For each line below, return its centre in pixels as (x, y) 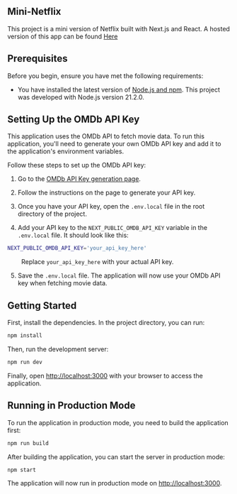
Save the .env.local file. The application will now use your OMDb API (119, 275)
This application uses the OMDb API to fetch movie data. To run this (106, 136)
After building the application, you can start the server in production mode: (116, 456)
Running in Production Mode (71, 406)
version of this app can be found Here (63, 36)
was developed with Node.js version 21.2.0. (81, 97)
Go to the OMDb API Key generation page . (79, 179)
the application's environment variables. (66, 151)
